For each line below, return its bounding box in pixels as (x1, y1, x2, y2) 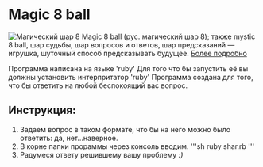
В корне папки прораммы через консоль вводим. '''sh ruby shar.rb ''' (19, 141, 255, 151)
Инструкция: (8, 104, 77, 117)
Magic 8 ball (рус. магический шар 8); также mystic (81, 32, 256, 41)
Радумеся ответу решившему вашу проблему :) (19, 150, 184, 159)
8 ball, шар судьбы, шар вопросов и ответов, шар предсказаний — (8, 40, 235, 49)
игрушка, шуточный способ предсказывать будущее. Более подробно (8, 48, 248, 58)
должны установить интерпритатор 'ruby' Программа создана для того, (8, 72, 253, 82)
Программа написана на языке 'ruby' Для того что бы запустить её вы (8, 63, 249, 73)
